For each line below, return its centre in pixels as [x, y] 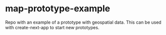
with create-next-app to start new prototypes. [52, 27]
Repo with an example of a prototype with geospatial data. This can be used [83, 22]
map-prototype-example [58, 9]
